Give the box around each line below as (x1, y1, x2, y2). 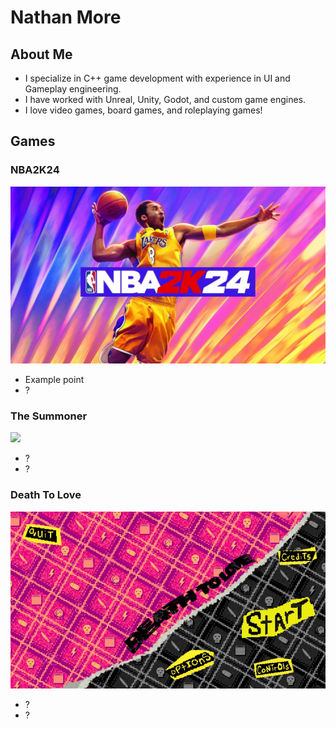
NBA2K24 (10, 163, 60, 177)
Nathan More (10, 6, 122, 29)
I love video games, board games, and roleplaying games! (24, 104, 263, 116)
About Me (10, 46, 73, 63)
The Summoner (10, 409, 88, 423)
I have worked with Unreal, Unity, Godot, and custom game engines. (24, 94, 307, 105)
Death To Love (10, 488, 82, 502)
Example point (24, 374, 85, 386)
